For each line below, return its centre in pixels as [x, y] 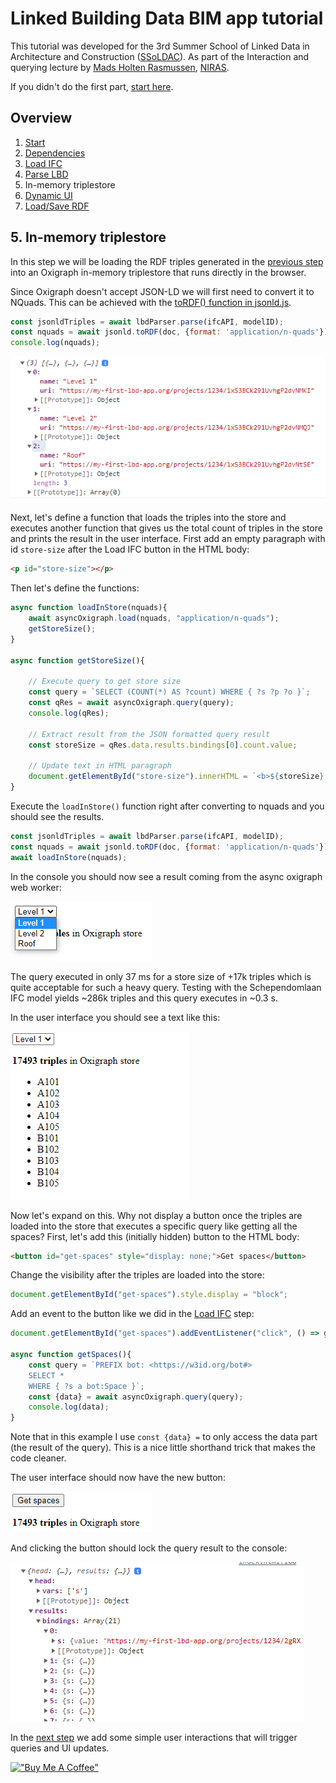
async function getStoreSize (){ [77, 660]
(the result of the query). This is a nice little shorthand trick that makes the [163, 1448]
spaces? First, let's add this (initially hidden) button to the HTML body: [155, 1236]
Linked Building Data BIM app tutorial [167, 18]
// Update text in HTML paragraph [100, 766]
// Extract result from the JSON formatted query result [149, 734]
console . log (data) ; [69, 1407]
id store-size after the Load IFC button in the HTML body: [130, 549]
